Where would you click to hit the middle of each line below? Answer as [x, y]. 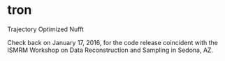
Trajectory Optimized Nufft [45, 29]
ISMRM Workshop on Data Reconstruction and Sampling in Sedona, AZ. [110, 50]
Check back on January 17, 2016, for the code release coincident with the [112, 42]
